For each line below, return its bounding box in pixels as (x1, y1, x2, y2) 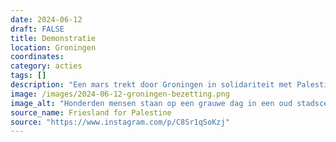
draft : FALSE (10, 24, 65, 34)
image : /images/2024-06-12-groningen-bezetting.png (10, 89, 230, 99)
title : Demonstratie (10, 33, 97, 43)
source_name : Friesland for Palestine (10, 107, 172, 118)
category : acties (10, 61, 83, 71)
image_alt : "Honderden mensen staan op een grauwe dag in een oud (10, 98, 293, 108)
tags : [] (10, 71, 47, 81)
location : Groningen (10, 42, 97, 53)
